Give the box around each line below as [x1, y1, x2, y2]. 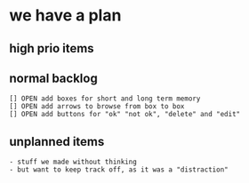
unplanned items [9, 134, 105, 149]
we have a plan [9, 5, 122, 26]
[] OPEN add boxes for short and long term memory [9, 94, 201, 103]
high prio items [9, 41, 95, 56]
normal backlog [9, 70, 98, 85]
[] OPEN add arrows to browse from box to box [9, 102, 185, 111]
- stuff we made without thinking [9, 157, 138, 167]
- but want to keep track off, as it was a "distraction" [9, 165, 229, 174]
